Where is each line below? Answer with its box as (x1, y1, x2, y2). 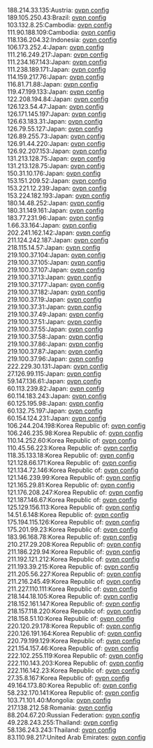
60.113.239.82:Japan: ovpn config (7, 384, 105, 393)
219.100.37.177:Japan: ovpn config (7, 281, 105, 288)
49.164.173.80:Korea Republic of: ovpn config (7, 681, 138, 689)
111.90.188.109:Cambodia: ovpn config (7, 28, 116, 36)
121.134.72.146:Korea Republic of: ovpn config (7, 466, 138, 474)
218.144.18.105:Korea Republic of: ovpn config (7, 592, 138, 600)
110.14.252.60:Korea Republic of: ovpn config (7, 437, 137, 444)
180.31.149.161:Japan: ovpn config (7, 206, 104, 214)
